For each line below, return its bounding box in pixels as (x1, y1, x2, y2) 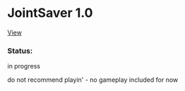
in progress (7, 62, 41, 71)
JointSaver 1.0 (7, 5, 93, 21)
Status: (7, 46, 33, 56)
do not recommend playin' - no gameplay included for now (7, 75, 179, 84)
